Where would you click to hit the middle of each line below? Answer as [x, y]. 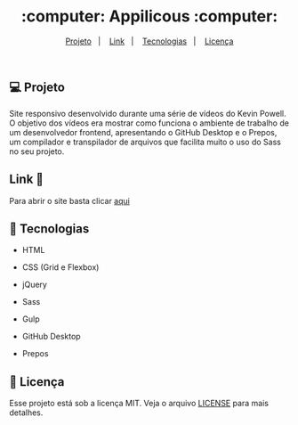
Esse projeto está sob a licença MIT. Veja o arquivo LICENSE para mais [139, 404]
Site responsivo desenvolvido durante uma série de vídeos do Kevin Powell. [148, 113]
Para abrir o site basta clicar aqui [70, 200]
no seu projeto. [37, 151]
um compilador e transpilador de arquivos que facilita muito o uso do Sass [145, 142]
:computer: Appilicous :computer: [149, 16]
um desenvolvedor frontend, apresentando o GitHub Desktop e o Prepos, [143, 132]
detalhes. [26, 413]
